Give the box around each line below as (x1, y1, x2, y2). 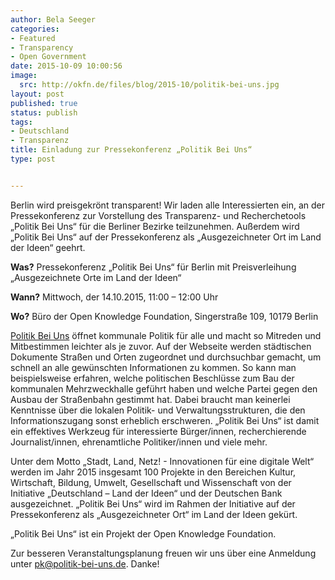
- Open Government (10, 52, 87, 62)
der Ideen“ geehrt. (10, 241, 86, 253)
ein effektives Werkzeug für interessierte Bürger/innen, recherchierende (10, 425, 307, 437)
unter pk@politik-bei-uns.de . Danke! (10, 557, 160, 570)
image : (10, 71, 38, 81)
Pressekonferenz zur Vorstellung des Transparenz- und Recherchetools (10, 209, 307, 221)
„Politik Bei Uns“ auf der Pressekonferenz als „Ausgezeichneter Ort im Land (10, 231, 322, 243)
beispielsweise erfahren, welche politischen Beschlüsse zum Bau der (10, 372, 295, 384)
